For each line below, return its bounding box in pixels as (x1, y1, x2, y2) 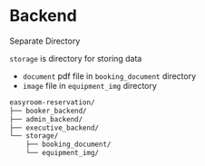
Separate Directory (9, 35, 81, 46)
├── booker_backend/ (9, 106, 88, 115)
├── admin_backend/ (9, 114, 83, 123)
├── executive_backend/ (9, 123, 100, 132)
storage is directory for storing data (9, 53, 142, 63)
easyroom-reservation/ (9, 97, 95, 107)
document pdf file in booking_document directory (22, 70, 197, 82)
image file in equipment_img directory (22, 80, 157, 91)
